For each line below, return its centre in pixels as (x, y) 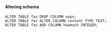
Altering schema (22, 7)
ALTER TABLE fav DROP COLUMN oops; (41, 17)
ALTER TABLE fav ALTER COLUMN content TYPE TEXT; (56, 21)
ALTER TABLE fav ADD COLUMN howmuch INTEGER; (51, 25)
